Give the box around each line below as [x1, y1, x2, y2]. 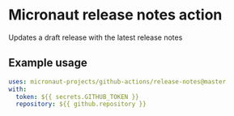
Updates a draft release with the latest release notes [8, 32, 183, 42]
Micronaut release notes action [8, 6, 223, 24]
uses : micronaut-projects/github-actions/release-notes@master [8, 77, 227, 86]
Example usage [8, 56, 87, 70]
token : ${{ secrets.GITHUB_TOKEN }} [15, 92, 139, 101]
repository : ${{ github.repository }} [15, 100, 147, 109]
